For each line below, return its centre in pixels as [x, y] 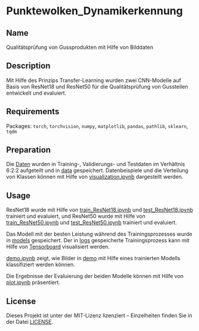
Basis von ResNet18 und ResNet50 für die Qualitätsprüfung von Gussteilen [97, 86]
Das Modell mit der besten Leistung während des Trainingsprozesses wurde [99, 234]
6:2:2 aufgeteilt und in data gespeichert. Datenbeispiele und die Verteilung [97, 170]
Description [28, 66]
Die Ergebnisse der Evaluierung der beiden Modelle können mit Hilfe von [95, 276]
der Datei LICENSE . [30, 322]
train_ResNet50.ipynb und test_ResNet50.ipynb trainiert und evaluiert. [91, 223]
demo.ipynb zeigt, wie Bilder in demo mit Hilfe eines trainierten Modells [93, 258]
